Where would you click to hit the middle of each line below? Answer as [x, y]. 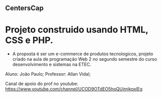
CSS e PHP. [29, 40]
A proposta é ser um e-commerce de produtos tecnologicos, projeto [83, 54]
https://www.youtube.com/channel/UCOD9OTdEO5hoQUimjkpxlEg [74, 89]
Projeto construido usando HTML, [77, 30]
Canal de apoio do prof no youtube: [42, 84]
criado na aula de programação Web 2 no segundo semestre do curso [85, 59]
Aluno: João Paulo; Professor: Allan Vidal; [48, 74]
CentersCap [24, 8]
